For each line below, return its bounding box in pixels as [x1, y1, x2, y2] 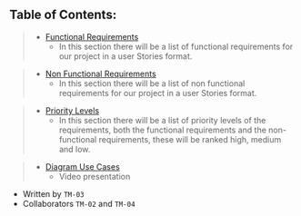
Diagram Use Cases [45, 161, 120, 172]
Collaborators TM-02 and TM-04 [22, 198, 135, 209]
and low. [58, 143, 91, 154]
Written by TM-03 [22, 188, 85, 199]
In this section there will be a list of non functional [58, 77, 246, 89]
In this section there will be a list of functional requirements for [58, 41, 294, 52]
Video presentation [58, 171, 131, 182]
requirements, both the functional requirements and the [58, 124, 266, 135]
